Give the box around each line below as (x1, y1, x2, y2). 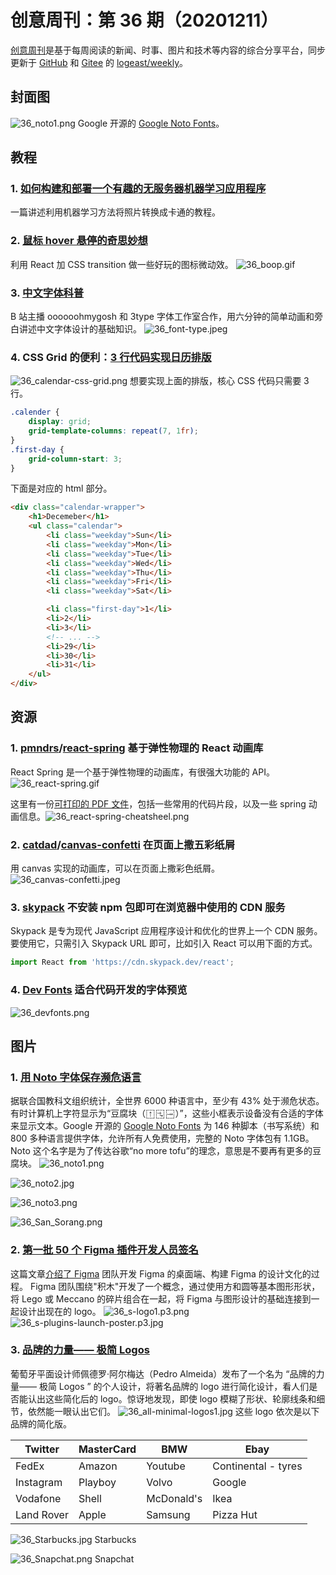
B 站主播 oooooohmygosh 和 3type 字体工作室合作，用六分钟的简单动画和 (10, 311, 315, 323)
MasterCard (78, 1442, 137, 1456)
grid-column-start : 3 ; (28, 454, 123, 464)
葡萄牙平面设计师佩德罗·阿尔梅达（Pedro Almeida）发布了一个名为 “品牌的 (10, 1367, 317, 1380)
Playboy (78, 1475, 117, 1489)
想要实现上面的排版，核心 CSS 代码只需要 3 (129, 375, 310, 387)
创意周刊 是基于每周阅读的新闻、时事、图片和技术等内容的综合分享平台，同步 (10, 44, 326, 56)
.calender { (10, 407, 60, 418)
